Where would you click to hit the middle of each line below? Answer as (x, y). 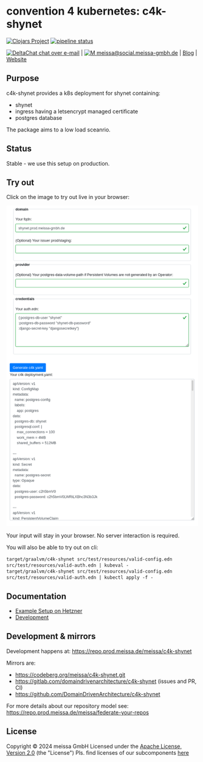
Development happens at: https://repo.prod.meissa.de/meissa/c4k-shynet (99, 651)
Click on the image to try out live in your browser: (68, 197)
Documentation (36, 596)
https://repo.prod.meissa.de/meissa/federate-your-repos (77, 712)
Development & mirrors (51, 636)
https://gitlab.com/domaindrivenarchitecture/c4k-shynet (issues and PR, (106, 681)
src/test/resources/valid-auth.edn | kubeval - (68, 565)
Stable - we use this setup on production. (58, 163)
